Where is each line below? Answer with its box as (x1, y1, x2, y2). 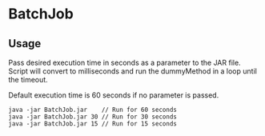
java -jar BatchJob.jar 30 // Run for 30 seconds (8, 113, 178, 121)
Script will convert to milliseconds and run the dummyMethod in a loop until (8, 66, 258, 76)
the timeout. (8, 75, 48, 84)
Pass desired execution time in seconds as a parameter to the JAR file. (8, 58, 242, 67)
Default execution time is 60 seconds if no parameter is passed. (8, 90, 219, 100)
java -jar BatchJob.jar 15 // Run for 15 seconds (8, 120, 178, 128)
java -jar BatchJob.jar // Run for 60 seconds (8, 106, 178, 114)
